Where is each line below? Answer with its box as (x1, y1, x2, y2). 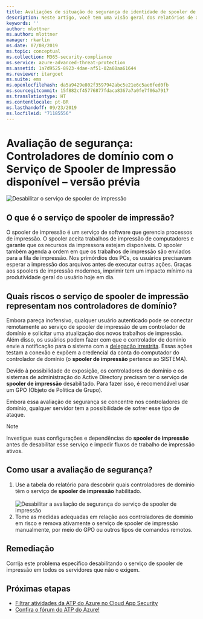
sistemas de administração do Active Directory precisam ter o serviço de (6, 373, 188, 380)
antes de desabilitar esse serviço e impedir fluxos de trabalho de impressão (6, 440, 195, 448)
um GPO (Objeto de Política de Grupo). (6, 386, 103, 394)
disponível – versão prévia (6, 175, 140, 188)
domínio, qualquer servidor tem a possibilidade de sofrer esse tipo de (6, 404, 179, 412)
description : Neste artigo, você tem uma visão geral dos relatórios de (6, 15, 193, 21)
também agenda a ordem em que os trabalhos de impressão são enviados (6, 248, 192, 255)
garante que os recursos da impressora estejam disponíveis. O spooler (6, 242, 182, 249)
